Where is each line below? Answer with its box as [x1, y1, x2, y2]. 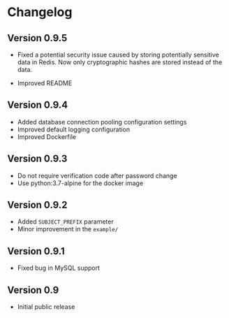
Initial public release [17, 303, 75, 311]
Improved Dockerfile [17, 132, 77, 140]
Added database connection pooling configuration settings [17, 117, 187, 126]
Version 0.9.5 [7, 32, 68, 44]
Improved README [17, 79, 73, 87]
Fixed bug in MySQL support [17, 263, 100, 273]
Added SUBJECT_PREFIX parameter [17, 217, 114, 226]
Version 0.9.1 [7, 245, 65, 257]
